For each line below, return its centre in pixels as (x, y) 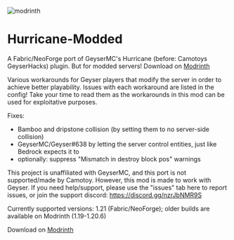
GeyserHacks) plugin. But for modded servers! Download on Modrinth (109, 66)
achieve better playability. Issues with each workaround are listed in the (111, 87)
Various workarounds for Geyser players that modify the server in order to (115, 79)
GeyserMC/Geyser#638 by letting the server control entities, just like (117, 144)
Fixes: (16, 115)
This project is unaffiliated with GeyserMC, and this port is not (97, 173)
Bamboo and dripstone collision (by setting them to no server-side (113, 129)
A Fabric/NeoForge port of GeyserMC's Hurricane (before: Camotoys (107, 58)
